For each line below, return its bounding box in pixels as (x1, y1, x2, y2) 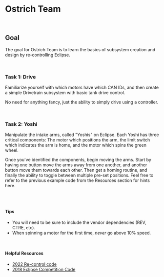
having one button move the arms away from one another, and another (5, 162, 147, 168)
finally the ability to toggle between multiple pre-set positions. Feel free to (5, 172, 154, 178)
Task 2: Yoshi (5, 120, 38, 127)
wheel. (5, 147, 19, 153)
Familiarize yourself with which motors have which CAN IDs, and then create (5, 84, 159, 91)
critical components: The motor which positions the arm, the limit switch (5, 137, 150, 143)
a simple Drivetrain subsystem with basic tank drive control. (5, 90, 125, 96)
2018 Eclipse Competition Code (12, 266, 76, 272)
